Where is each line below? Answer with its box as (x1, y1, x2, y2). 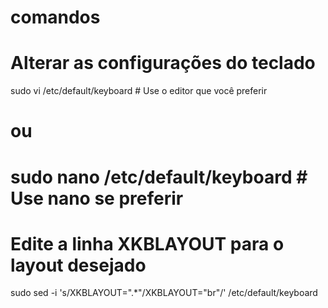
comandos (10, 6, 101, 29)
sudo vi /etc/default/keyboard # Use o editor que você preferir (10, 85, 268, 97)
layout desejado (10, 254, 147, 276)
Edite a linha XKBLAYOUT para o (10, 232, 285, 255)
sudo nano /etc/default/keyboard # (10, 166, 308, 188)
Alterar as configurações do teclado (10, 52, 316, 75)
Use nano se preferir (10, 187, 184, 210)
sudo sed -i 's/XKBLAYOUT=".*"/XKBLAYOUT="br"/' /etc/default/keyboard (10, 287, 318, 299)
